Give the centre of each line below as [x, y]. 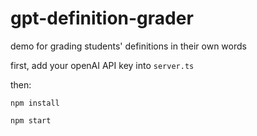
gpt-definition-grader [102, 18]
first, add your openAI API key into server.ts [102, 65]
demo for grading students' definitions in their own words [128, 46]
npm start [31, 120]
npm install [35, 103]
